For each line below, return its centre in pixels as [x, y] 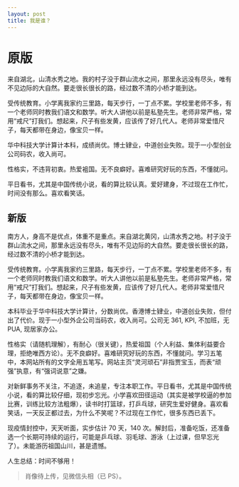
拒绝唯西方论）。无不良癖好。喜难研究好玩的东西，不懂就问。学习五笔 [121, 353]
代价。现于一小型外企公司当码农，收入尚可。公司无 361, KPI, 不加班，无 [124, 320]
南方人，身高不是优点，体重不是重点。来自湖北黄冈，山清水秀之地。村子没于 [119, 237]
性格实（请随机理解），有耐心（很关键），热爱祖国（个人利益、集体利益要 [113, 344]
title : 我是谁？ [29, 21]
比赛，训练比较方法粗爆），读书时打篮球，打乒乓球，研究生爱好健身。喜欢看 [118, 404]
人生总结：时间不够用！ [42, 461]
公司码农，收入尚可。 [38, 154]
